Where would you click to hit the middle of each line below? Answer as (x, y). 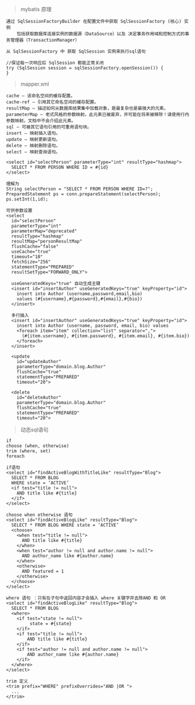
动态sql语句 (34, 430)
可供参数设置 (19, 211)
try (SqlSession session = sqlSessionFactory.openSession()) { (85, 68)
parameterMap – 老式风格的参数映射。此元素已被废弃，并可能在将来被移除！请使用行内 (97, 114)
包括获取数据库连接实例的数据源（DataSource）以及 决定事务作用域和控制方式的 (101, 34)
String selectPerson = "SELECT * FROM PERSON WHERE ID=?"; (80, 189)
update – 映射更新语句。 (33, 140)
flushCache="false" (35, 246)
